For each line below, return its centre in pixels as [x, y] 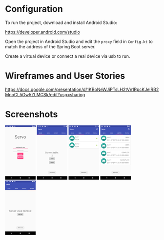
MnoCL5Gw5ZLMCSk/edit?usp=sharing [45, 94]
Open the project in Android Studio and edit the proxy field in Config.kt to [79, 41]
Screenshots [31, 115]
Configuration [34, 9]
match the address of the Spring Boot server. [50, 46]
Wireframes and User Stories [65, 76]
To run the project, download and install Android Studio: [61, 22]
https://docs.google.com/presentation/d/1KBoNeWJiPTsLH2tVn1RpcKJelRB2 [82, 89]
